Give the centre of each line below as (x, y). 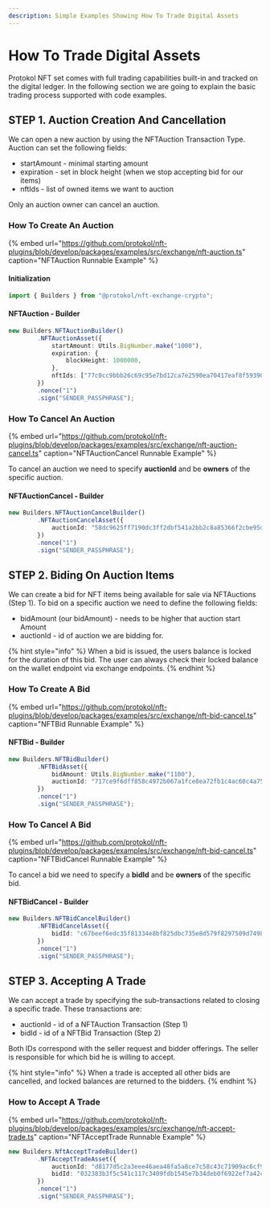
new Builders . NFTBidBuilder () (59, 759)
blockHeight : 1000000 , (104, 361)
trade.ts (21, 1136)
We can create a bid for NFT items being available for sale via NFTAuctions (132, 595)
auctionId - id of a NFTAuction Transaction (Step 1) (104, 1025)
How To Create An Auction (61, 226)
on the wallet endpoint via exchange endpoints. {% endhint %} (112, 669)
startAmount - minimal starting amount (84, 164)
